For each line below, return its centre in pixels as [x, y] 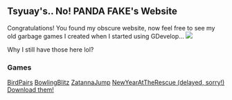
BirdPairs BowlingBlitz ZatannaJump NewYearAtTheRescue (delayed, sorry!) [116, 83]
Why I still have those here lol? [51, 49]
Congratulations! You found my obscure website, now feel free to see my [111, 28]
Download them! [30, 90]
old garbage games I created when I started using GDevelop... [96, 36]
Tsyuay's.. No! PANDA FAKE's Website [92, 11]
